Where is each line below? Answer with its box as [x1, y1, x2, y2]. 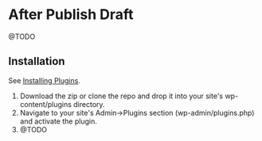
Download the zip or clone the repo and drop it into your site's [19, 91, 224, 101]
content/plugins [19, 99, 72, 109]
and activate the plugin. [19, 116, 97, 126]
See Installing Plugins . [8, 75, 81, 85]
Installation [8, 55, 65, 68]
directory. [72, 99, 105, 109]
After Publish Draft [8, 6, 134, 24]
